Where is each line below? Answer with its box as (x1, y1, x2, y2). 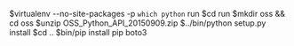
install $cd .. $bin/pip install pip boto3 (9, 27, 147, 37)
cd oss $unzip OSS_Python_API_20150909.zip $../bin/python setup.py (9, 18, 266, 28)
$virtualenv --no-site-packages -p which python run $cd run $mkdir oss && (9, 9, 286, 19)
